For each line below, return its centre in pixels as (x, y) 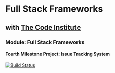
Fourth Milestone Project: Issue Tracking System (58, 54)
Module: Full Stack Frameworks (45, 42)
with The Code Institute (43, 28)
